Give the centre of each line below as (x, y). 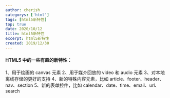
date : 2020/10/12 (24, 29)
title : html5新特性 (25, 34)
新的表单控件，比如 (62, 85)
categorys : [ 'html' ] (27, 15)
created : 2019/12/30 (27, 43)
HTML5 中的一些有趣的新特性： (39, 60)
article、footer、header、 (137, 79)
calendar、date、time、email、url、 (121, 85)
